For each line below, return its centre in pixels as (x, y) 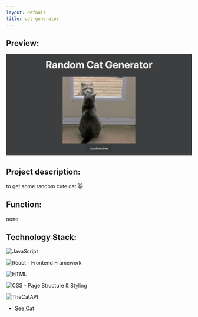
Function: (24, 205)
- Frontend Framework (55, 263)
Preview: (23, 43)
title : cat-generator (33, 19)
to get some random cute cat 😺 (45, 186)
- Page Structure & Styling (55, 286)
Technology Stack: (42, 237)
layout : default (26, 12)
